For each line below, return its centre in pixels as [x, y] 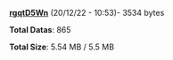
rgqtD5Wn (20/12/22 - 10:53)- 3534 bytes [87, 13]
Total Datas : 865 [40, 30]
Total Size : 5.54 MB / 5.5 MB [62, 47]
